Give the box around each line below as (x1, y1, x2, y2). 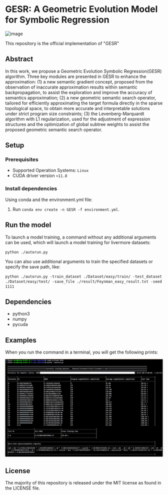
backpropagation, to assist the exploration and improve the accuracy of (5, 89, 152, 95)
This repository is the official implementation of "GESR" (5, 40, 119, 46)
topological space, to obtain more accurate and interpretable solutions (5, 105, 150, 111)
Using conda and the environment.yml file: (5, 196, 92, 202)
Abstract (5, 55, 33, 63)
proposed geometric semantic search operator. (5, 126, 102, 132)
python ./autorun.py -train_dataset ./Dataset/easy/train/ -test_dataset (5, 274, 162, 279)
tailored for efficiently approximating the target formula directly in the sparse (5, 100, 163, 106)
